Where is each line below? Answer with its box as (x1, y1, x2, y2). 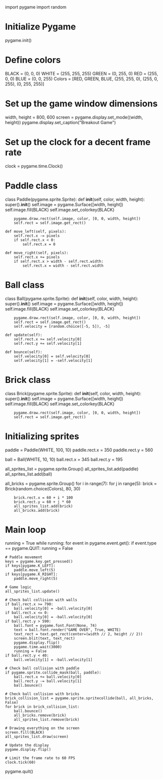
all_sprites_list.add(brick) (14, 504, 73, 508)
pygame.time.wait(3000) (14, 645, 62, 650)
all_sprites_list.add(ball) (5, 471, 52, 477)
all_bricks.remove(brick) (14, 713, 67, 718)
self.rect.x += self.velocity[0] (14, 337, 82, 341)
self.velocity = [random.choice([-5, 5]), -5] (14, 324, 110, 329)
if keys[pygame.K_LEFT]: (5, 564, 56, 568)
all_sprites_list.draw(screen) (5, 735, 69, 739)
